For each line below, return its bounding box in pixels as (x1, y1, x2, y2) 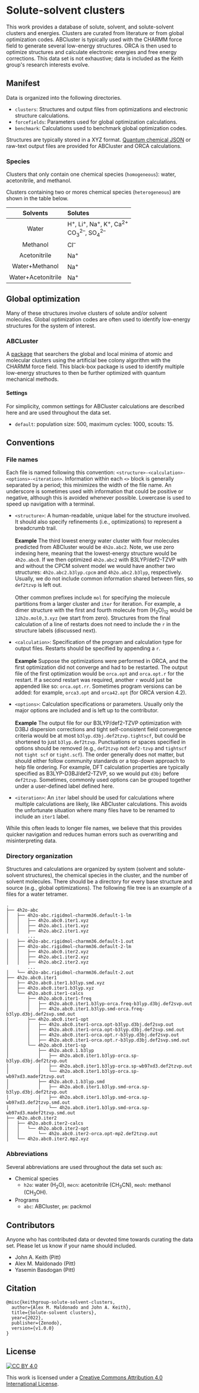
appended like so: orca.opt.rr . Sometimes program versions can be (14, 683, 182, 690)
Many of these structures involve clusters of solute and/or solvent (6, 309, 168, 317)
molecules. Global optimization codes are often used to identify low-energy (6, 316, 191, 323)
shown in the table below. (6, 195, 69, 202)
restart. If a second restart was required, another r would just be (14, 677, 173, 683)
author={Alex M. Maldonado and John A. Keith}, (11, 1304, 132, 1310)
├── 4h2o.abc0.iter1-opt (27, 1016, 89, 1022)
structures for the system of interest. (6, 322, 96, 330)
